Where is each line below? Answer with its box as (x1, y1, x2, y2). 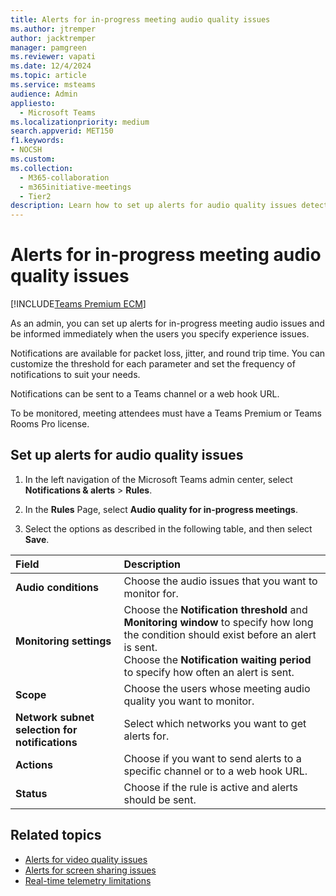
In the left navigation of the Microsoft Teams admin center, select (24, 473, 293, 485)
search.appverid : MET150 (10, 126, 114, 136)
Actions (15, 757, 53, 771)
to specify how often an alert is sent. (123, 665, 295, 679)
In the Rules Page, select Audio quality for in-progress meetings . (24, 503, 298, 515)
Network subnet (15, 710, 95, 724)
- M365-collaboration (19, 172, 110, 183)
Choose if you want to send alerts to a (123, 751, 302, 765)
